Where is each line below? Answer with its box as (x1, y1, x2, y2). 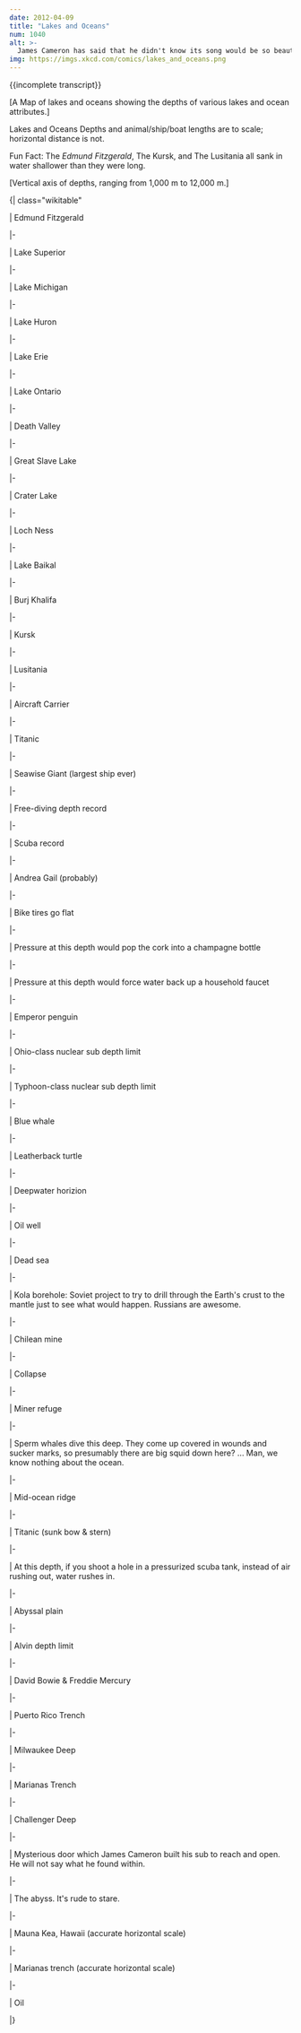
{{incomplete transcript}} (9, 80, 102, 90)
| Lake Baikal (9, 560, 56, 570)
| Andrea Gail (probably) (9, 873, 99, 883)
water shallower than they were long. (9, 161, 146, 170)
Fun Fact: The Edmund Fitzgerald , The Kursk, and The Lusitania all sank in (9, 151, 283, 161)
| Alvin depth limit (9, 1640, 74, 1651)
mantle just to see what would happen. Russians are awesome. (9, 1299, 242, 1309)
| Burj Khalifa (9, 595, 56, 605)
